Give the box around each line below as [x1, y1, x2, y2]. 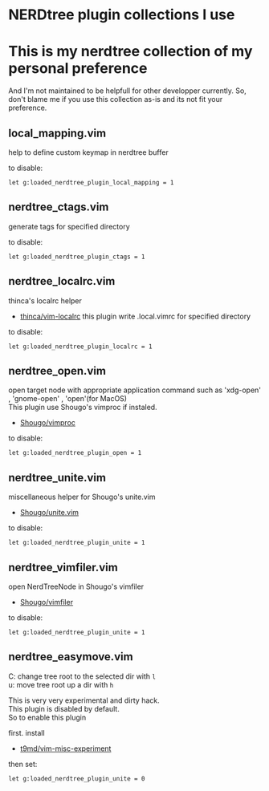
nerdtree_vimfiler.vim [8, 560, 118, 574]
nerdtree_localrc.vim [8, 274, 116, 288]
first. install [8, 728, 46, 737]
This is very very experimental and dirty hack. [8, 696, 161, 705]
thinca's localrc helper [8, 295, 83, 306]
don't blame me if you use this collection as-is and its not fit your [8, 95, 223, 104]
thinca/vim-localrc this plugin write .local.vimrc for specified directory [19, 311, 251, 321]
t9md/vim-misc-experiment [19, 744, 112, 753]
